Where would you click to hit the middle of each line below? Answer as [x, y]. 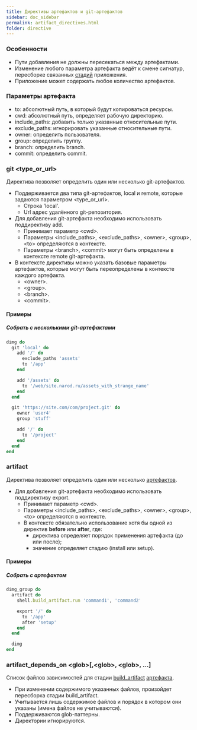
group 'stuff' [34, 419]
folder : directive [29, 28]
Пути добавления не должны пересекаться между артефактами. [97, 62]
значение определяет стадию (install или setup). [93, 548]
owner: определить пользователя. [58, 134]
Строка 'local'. [41, 206]
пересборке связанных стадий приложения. [71, 74]
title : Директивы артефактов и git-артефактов [64, 12]
